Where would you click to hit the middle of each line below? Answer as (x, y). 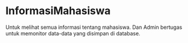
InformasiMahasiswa (58, 11)
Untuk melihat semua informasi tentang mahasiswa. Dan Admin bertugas (94, 27)
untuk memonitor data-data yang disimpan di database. (73, 33)
